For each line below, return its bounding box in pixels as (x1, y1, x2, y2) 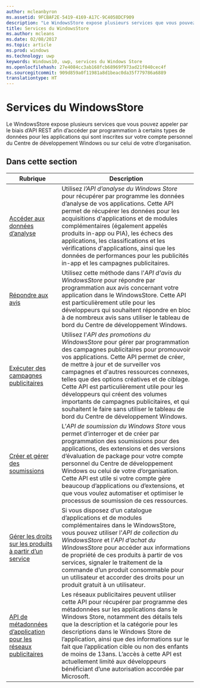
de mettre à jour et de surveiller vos (61, 360, 161, 368)
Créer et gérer (9, 452, 49, 460)
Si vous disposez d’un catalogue (61, 506, 152, 514)
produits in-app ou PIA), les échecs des (61, 229, 174, 237)
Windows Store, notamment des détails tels (61, 612, 183, 621)
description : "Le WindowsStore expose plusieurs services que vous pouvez (6, 20, 196, 26)
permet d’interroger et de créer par (61, 429, 160, 438)
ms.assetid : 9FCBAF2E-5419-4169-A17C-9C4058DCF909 (6, 14, 135, 20)
